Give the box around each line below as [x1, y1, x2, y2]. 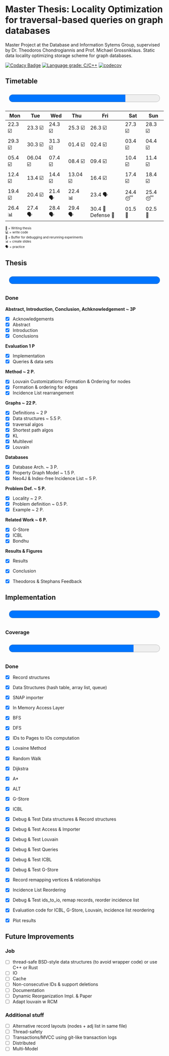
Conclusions [12, 333, 39, 339]
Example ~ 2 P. [12, 507, 44, 513]
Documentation [12, 987, 45, 993]
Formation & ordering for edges [12, 384, 78, 390]
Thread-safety [12, 1029, 43, 1035]
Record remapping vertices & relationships [12, 877, 101, 883]
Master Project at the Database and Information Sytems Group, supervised [5, 41, 160, 47]
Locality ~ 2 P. [12, 495, 43, 501]
